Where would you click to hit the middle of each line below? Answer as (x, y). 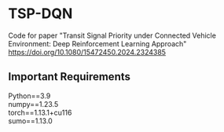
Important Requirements (70, 77)
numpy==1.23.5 (33, 104)
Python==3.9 (29, 96)
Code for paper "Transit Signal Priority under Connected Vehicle (112, 35)
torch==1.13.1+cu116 (40, 112)
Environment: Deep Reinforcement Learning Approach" (97, 43)
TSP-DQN (40, 14)
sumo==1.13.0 (30, 121)
